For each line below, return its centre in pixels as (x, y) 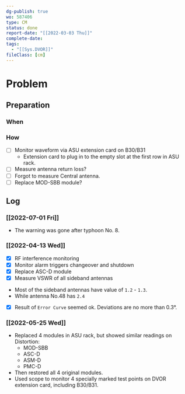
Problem (27, 84)
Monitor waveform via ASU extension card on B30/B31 (80, 150)
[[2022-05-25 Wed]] (36, 323)
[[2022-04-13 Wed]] (36, 246)
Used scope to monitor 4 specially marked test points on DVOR (90, 379)
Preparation (28, 105)
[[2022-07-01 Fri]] (33, 218)
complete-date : (25, 39)
